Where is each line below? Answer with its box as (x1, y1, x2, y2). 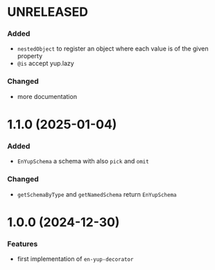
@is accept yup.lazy (17, 60, 74, 68)
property (17, 52, 43, 60)
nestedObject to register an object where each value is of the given (17, 44, 209, 53)
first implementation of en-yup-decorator (17, 255, 134, 263)
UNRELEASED (7, 4, 89, 20)
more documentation (17, 92, 78, 100)
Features (7, 239, 38, 249)
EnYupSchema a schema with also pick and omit (17, 157, 149, 165)
